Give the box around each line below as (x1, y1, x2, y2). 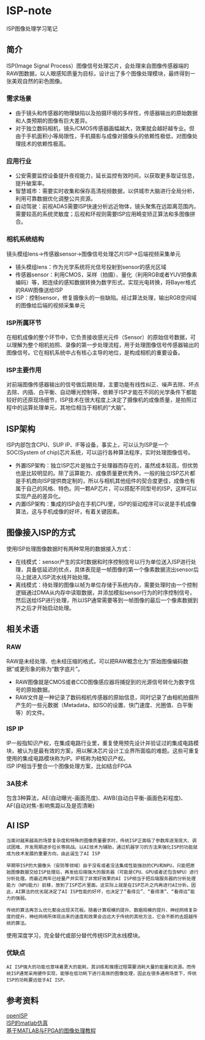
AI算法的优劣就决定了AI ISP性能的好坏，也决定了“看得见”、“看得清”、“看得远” (15, 888, 191, 894)
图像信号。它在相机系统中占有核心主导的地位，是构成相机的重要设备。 (6, 348, 184, 356)
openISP (6, 1012, 28, 1020)
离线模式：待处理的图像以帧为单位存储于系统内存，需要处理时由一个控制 (15, 581, 198, 588)
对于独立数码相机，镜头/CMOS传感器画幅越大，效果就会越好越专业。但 (15, 125, 195, 132)
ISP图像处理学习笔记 (6, 25, 58, 32)
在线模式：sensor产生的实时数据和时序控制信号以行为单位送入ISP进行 (15, 558, 192, 565)
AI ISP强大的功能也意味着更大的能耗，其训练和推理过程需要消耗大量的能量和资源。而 (6, 964, 192, 971)
